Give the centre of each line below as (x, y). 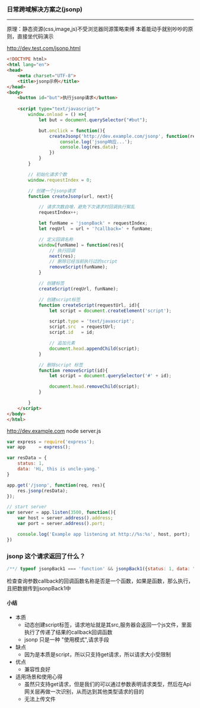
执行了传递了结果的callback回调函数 (68, 632)
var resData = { (27, 458)
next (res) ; (63, 256)
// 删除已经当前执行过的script (83, 262)
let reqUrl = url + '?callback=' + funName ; (96, 229)
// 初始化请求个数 (47, 174)
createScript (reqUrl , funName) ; (78, 289)
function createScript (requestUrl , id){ (89, 305)
